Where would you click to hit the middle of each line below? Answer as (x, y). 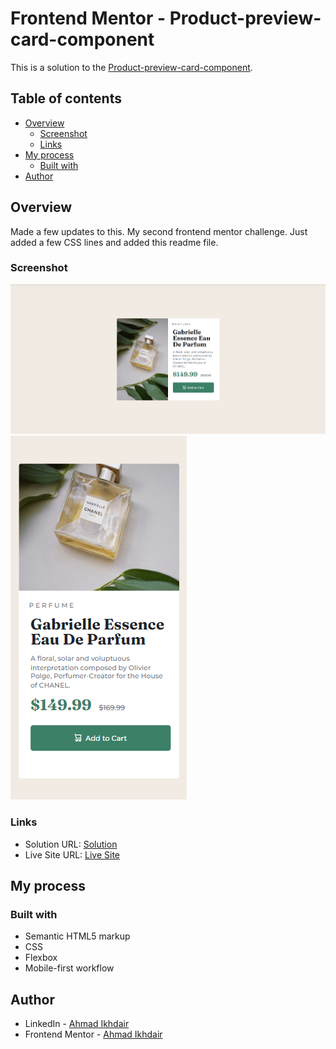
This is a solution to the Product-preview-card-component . (131, 67)
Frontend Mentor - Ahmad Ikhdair (93, 1034)
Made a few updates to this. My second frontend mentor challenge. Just (159, 231)
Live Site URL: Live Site (72, 854)
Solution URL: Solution (71, 844)
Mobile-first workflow (69, 968)
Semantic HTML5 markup (77, 936)
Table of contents (66, 98)
